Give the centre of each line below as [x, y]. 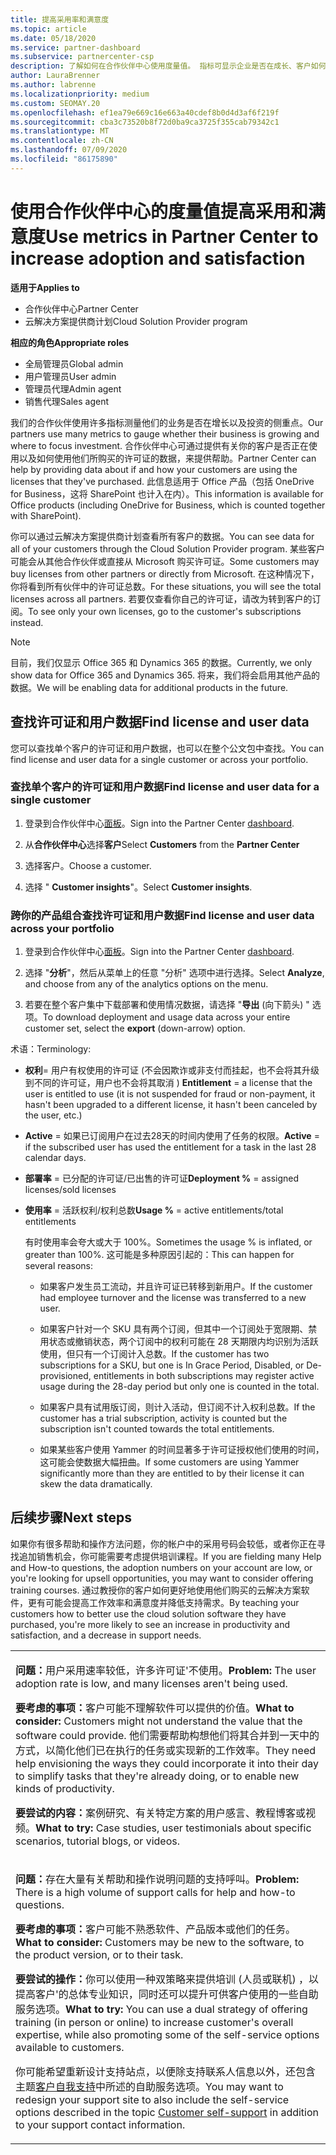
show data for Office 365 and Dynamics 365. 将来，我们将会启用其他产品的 [165, 675]
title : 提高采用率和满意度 [60, 19]
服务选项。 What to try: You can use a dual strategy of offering [161, 2009]
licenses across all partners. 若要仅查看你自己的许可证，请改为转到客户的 [161, 598]
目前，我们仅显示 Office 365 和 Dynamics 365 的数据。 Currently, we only [161, 662]
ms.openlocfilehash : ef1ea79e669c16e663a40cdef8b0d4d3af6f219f [145, 112]
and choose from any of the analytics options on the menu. [146, 984]
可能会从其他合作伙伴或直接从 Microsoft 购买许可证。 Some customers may [165, 561]
